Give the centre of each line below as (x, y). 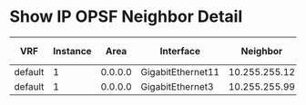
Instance (73, 51)
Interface (180, 51)
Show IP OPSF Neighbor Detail (126, 17)
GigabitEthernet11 (180, 72)
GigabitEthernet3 (177, 86)
